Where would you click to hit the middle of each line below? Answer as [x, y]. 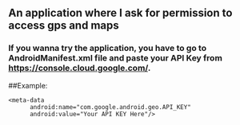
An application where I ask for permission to [120, 13]
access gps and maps [64, 26]
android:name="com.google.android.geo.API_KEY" [110, 107]
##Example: [28, 85]
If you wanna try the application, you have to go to [107, 49]
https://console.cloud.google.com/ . [80, 68]
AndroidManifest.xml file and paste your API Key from [115, 58]
